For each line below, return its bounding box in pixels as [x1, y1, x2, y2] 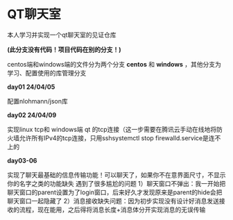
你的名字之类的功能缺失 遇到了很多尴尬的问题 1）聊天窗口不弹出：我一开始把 [7, 179, 226, 187]
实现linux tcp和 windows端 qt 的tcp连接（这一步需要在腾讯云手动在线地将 [7, 125, 217, 133]
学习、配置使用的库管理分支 [7, 69, 87, 77]
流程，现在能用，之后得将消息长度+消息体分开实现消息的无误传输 [19, 205, 206, 214]
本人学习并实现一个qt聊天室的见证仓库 [7, 31, 116, 39]
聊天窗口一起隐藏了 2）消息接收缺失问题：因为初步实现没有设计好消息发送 [7, 196, 220, 205]
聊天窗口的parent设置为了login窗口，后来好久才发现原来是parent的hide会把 [7, 188, 223, 196]
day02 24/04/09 [7, 110, 57, 119]
